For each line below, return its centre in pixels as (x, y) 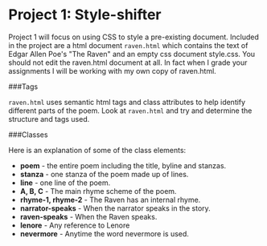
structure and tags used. (49, 119)
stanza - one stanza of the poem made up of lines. (104, 174)
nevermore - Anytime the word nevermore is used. (104, 233)
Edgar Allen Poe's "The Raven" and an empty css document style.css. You (132, 54)
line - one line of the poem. (65, 183)
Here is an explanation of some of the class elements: (97, 150)
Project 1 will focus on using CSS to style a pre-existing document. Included (133, 37)
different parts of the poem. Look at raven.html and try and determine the (130, 111)
